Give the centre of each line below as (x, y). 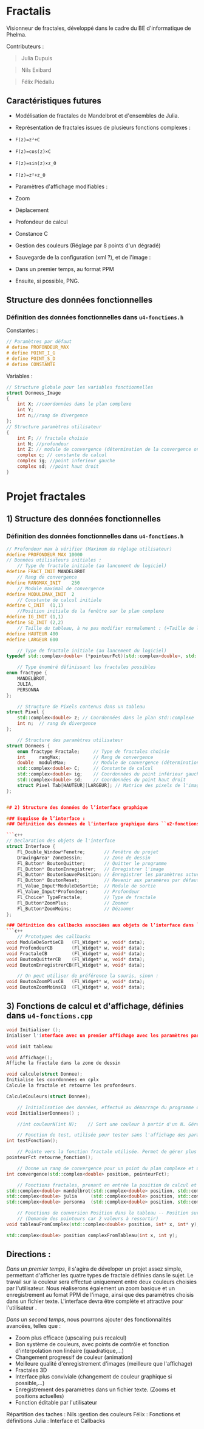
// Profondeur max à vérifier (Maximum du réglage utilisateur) (89, 549)
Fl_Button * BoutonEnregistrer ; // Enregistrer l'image (91, 869)
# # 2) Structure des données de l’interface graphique (77, 807)
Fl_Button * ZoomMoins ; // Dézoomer (76, 909)
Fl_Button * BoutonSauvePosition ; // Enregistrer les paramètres (100, 875)
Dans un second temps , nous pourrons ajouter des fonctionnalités (89, 1319)
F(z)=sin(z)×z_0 (36, 163)
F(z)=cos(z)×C (33, 151)
